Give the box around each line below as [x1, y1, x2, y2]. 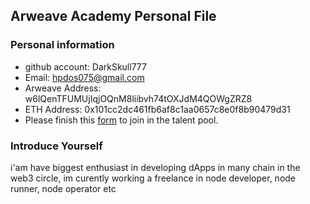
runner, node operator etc [10, 182, 117, 194]
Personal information [10, 38, 115, 52]
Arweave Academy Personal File [10, 8, 217, 25]
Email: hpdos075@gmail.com [24, 71, 145, 83]
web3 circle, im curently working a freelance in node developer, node [10, 172, 297, 184]
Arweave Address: [24, 82, 102, 94]
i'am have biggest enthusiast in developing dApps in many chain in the [10, 161, 301, 173]
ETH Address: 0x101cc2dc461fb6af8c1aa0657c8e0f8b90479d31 [24, 103, 291, 115]
